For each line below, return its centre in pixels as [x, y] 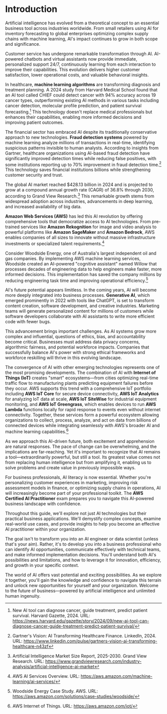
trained [12, 227]
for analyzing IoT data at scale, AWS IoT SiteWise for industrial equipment [81, 399]
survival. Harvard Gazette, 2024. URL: [51, 616]
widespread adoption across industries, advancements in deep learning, [79, 201]
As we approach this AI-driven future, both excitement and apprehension [80, 441]
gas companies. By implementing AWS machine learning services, [73, 258]
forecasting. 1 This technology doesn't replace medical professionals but [79, 111]
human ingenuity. [23, 596]
